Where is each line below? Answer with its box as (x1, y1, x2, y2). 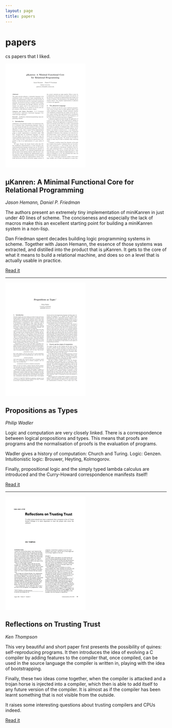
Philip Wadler (5, 420, 33, 426)
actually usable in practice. (5, 257, 62, 264)
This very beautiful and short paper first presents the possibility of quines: (5, 643, 162, 649)
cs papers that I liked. (5, 53, 51, 60)
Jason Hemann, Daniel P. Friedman (5, 199, 80, 205)
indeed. (5, 707, 21, 713)
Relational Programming (5, 185, 84, 195)
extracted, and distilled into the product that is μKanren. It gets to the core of (5, 246, 167, 253)
